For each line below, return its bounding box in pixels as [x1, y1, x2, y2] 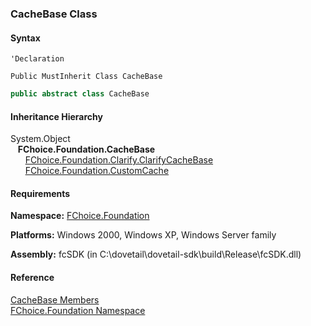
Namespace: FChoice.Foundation [10, 210, 150, 222]
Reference [10, 272, 55, 283]
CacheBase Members [10, 293, 100, 306]
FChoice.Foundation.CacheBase [17, 143, 156, 156]
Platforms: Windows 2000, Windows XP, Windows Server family [10, 229, 277, 241]
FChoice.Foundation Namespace [10, 304, 146, 316]
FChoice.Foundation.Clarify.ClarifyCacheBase [24, 154, 214, 166]
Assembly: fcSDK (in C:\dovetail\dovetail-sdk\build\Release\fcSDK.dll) [10, 248, 302, 261]
